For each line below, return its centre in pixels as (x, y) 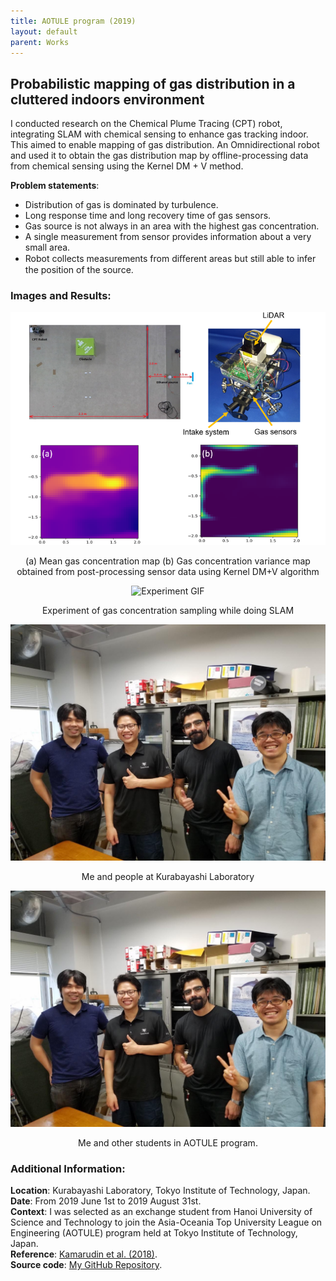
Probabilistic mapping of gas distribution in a (153, 83)
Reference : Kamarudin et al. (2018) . (84, 1254)
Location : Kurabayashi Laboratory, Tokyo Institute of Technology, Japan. (160, 1190)
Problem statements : (55, 186)
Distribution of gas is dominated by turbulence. (121, 205)
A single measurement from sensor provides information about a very (168, 237)
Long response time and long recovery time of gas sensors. (148, 216)
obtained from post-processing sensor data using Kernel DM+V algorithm (168, 571)
